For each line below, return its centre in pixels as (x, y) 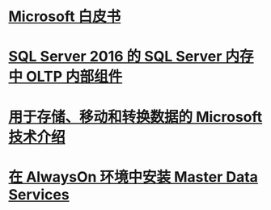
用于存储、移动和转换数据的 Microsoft (135, 117)
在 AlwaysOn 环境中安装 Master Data (133, 176)
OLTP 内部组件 (74, 77)
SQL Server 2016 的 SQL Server (115, 57)
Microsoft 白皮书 (65, 17)
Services (39, 194)
